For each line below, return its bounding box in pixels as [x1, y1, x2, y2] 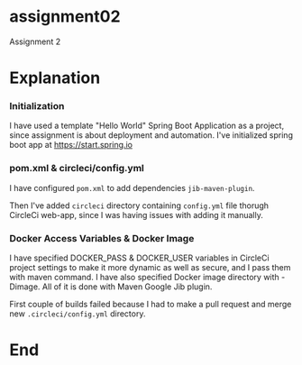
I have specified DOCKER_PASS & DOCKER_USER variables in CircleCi [9, 252, 270, 263]
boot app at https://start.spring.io [9, 140, 133, 151]
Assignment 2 [9, 36, 61, 47]
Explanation [9, 68, 101, 88]
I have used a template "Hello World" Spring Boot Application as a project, [9, 120, 285, 132]
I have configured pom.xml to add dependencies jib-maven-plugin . [9, 182, 255, 193]
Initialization [9, 100, 65, 113]
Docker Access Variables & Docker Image [9, 232, 195, 244]
